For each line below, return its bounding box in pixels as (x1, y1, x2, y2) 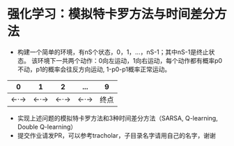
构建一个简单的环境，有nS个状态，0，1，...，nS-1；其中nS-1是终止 (17, 48, 209, 56)
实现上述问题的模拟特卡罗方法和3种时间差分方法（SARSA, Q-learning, (17, 113, 218, 122)
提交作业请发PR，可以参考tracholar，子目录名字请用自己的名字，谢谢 (17, 131, 216, 139)
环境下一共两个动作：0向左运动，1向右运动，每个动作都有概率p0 (37, 56, 223, 64)
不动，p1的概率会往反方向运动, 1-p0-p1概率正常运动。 (17, 65, 171, 73)
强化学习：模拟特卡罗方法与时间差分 (7, 6, 215, 22)
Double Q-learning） (17, 122, 77, 131)
